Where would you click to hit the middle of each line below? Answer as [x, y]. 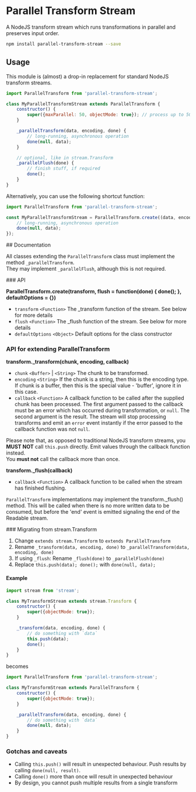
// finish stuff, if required [64, 169]
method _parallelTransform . [40, 262]
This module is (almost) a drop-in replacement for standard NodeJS [87, 76]
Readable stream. [27, 518]
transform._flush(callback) [39, 470]
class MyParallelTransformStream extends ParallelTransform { [83, 104]
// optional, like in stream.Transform [65, 158]
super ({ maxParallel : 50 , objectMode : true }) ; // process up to [105, 115]
